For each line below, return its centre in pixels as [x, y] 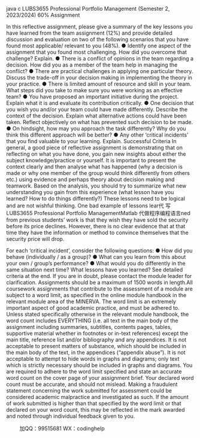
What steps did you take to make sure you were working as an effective [94, 90]
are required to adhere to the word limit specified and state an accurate [94, 371]
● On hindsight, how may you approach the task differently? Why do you [96, 129]
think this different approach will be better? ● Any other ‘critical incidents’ [97, 135]
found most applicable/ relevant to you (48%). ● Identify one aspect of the [99, 46]
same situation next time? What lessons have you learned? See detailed [95, 270]
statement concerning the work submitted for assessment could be [89, 391]
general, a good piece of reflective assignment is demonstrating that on [94, 147]
